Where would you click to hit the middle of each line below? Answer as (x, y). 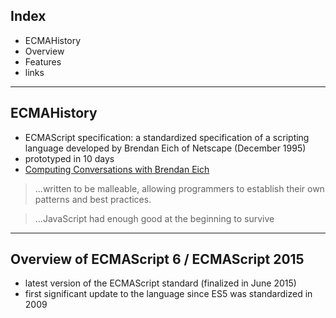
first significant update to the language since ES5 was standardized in (168, 294)
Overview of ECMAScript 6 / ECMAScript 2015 (157, 259)
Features (43, 61)
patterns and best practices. (93, 199)
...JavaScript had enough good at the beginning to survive (154, 218)
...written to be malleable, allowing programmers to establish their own (179, 188)
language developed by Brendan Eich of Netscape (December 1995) (165, 148)
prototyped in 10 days (69, 158)
